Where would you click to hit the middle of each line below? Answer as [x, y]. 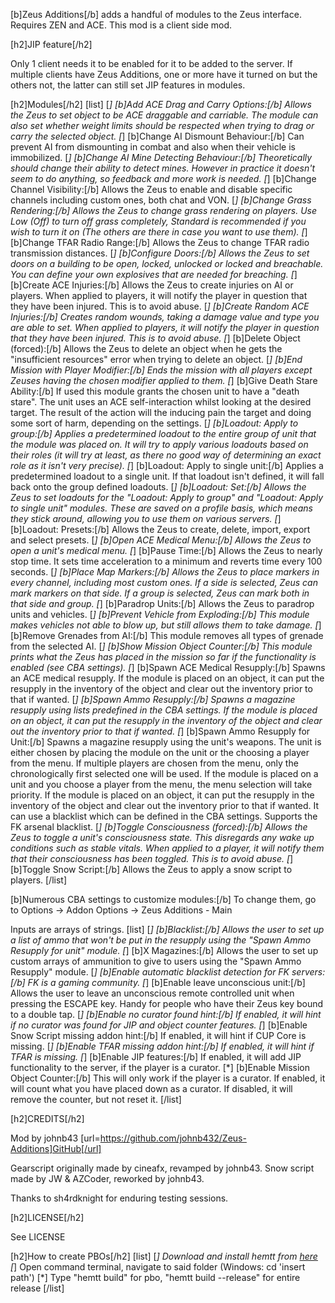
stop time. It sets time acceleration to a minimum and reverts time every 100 [166, 561]
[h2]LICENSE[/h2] [47, 1217]
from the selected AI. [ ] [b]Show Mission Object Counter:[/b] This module [161, 646]
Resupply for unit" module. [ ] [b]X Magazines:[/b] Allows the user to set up [164, 950]
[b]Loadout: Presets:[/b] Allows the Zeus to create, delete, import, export [160, 529]
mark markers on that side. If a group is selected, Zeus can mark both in [160, 593]
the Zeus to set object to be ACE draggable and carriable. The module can [164, 115]
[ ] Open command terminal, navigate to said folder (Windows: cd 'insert [158, 1267]
